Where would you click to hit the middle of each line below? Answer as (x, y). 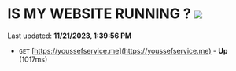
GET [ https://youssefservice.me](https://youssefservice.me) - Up (123, 50)
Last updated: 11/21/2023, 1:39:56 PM (70, 35)
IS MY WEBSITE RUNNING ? (100, 14)
